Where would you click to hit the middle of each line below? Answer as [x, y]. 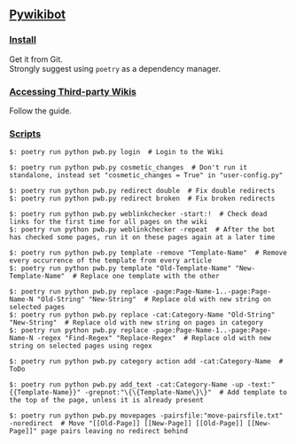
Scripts [25, 134]
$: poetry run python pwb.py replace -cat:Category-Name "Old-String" [142, 315]
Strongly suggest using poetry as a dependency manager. [115, 68]
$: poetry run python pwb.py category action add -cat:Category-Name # [146, 362]
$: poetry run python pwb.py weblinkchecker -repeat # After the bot [142, 230]
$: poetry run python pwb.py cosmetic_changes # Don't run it [129, 167]
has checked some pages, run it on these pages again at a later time [142, 238]
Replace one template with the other [150, 277]
